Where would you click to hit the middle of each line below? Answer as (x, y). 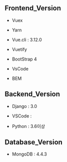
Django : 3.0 (24, 106)
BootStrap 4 (24, 59)
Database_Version (34, 142)
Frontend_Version (33, 8)
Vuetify (19, 49)
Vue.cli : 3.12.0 (27, 39)
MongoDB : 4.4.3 (29, 154)
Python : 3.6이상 (28, 126)
